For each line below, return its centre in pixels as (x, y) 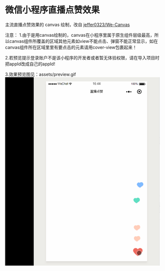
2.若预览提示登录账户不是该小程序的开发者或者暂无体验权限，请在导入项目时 (82, 57)
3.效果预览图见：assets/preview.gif (41, 74)
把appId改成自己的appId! (30, 64)
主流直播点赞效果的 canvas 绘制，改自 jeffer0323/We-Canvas (68, 25)
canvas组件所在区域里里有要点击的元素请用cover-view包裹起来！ (71, 47)
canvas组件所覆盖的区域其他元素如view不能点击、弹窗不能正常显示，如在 (83, 41)
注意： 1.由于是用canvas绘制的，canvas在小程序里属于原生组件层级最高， (80, 35)
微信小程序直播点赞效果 (53, 10)
